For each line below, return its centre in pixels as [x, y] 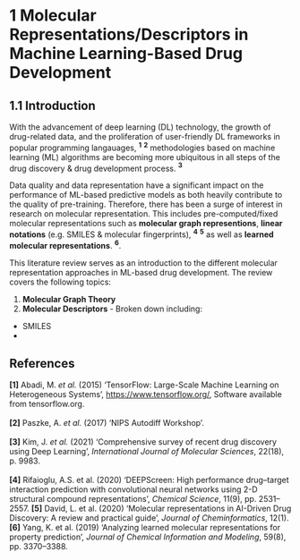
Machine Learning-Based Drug [126, 54]
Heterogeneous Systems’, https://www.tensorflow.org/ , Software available [146, 395]
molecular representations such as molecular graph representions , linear [146, 224]
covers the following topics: [60, 282]
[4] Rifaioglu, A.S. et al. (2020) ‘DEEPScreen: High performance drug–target [149, 480]
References [42, 364]
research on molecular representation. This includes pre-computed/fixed [144, 214]
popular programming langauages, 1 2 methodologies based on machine [142, 147]
